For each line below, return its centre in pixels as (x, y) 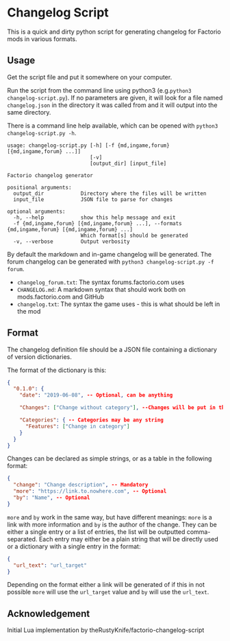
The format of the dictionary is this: (57, 370)
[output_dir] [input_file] (128, 163)
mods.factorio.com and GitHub (61, 296)
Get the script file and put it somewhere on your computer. (90, 77)
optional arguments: (37, 211)
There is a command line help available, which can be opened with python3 (113, 126)
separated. (22, 539)
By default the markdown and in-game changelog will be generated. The (110, 254)
